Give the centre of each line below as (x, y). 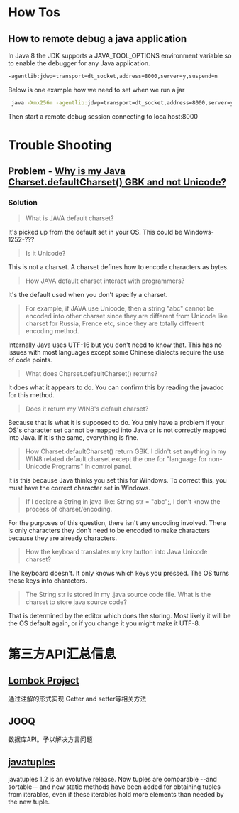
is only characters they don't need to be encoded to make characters (109, 530)
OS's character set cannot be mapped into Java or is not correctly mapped (117, 430)
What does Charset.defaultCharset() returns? (91, 373)
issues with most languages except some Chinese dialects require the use (116, 352)
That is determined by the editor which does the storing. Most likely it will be (119, 615)
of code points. (30, 360)
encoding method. (52, 330)
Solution (23, 203)
